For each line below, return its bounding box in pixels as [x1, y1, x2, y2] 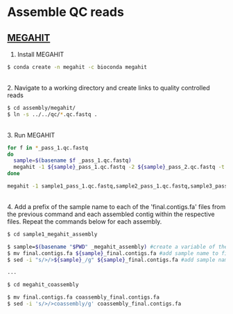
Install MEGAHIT [17, 50, 64, 58]
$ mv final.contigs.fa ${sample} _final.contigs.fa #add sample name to [7, 249, 218, 257]
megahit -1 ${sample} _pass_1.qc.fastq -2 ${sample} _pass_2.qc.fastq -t [13, 164, 225, 171]
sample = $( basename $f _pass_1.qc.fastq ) [13, 157, 132, 164]
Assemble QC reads [7, 4, 125, 20]
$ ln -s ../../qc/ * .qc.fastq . [7, 110, 98, 118]
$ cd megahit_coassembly [7, 281, 79, 288]
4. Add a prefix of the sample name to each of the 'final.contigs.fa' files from [7, 202, 226, 210]
